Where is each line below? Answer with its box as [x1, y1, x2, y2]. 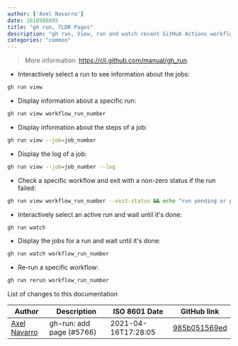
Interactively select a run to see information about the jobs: [17, 70, 190, 79]
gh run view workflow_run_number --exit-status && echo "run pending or [7, 197, 227, 204]
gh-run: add [49, 318, 91, 328]
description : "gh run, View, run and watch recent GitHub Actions [7, 30, 208, 38]
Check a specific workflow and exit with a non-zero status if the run [17, 176, 216, 184]
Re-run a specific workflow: [17, 263, 99, 272]
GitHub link [180, 306, 220, 316]
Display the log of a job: [17, 150, 87, 158]
